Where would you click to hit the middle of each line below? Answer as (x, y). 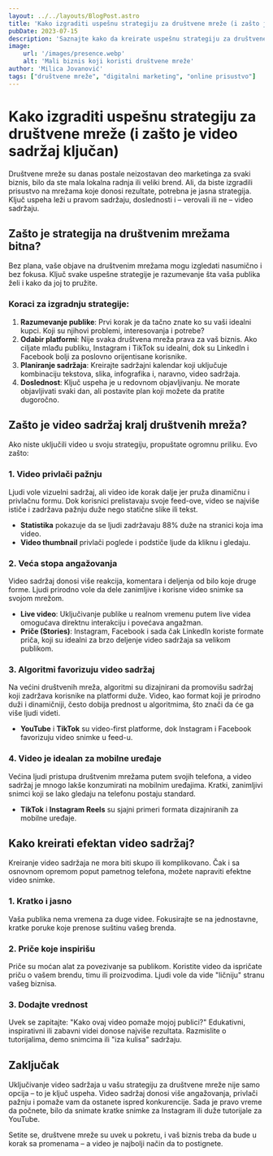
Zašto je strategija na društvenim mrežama (119, 234)
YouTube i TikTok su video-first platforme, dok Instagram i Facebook (136, 729)
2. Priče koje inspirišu (52, 949)
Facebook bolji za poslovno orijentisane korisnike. (104, 356)
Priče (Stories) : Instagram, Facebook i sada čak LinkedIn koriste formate (142, 631)
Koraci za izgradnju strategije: (69, 304)
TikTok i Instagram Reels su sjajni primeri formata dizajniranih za (129, 809)
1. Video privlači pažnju (55, 474)
